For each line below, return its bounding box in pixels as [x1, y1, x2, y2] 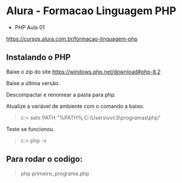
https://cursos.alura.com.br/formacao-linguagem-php [6, 35, 138, 42]
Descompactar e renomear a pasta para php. [6, 91, 116, 98]
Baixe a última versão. [6, 79, 60, 86]
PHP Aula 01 [14, 24, 45, 31]
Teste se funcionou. [6, 126, 55, 133]
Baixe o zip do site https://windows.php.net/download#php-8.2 [6, 68, 161, 75]
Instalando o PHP [6, 52, 71, 63]
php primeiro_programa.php [20, 170, 90, 177]
